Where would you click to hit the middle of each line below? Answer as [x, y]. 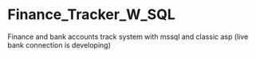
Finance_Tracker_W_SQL [92, 15]
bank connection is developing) [59, 44]
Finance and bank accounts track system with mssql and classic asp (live [128, 37]
